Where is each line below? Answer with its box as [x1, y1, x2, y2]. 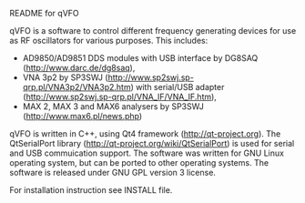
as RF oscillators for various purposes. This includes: [9, 36, 208, 46]
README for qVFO [9, 8, 79, 18]
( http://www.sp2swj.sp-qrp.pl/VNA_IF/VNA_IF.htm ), [22, 91, 217, 102]
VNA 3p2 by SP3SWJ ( [22, 72, 108, 83]
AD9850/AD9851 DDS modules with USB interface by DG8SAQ [22, 53, 259, 63]
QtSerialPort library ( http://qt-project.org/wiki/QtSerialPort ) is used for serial [9, 138, 295, 148]
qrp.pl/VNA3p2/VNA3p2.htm [22, 82, 131, 92]
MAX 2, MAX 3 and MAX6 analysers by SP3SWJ [22, 101, 205, 112]
